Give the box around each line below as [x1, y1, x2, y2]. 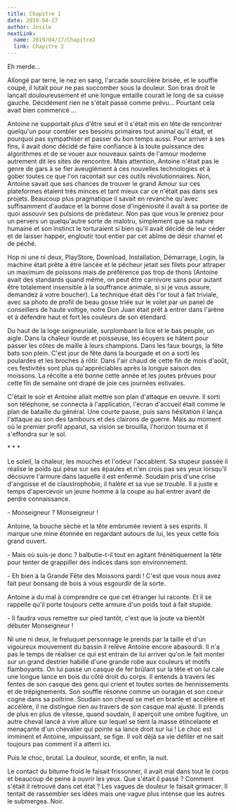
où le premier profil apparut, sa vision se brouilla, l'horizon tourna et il [7, 423, 209, 430]
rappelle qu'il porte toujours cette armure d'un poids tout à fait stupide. [7, 600, 213, 608]
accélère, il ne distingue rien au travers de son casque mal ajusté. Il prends [7, 702, 224, 711]
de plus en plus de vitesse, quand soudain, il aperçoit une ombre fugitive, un [7, 710, 228, 718]
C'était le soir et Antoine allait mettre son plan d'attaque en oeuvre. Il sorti [7, 392, 221, 401]
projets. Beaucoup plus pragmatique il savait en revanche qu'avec [7, 194, 199, 203]
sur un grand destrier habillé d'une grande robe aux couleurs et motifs [7, 658, 211, 666]
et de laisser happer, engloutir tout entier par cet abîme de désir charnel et [7, 232, 223, 240]
